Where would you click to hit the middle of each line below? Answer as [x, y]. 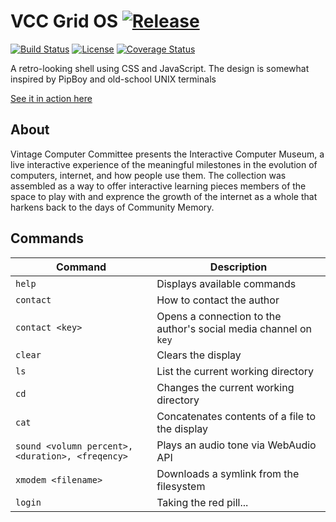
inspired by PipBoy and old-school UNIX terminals [113, 79]
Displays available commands [226, 283]
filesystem [181, 486]
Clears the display [199, 355]
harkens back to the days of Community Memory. [112, 207]
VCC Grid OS [64, 21]
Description [238, 267]
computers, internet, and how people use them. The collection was [148, 175]
